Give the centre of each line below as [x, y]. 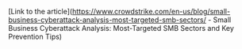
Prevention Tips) [35, 36]
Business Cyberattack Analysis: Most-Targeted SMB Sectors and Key [121, 28]
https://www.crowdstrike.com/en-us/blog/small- [151, 11]
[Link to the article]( [40, 11]
